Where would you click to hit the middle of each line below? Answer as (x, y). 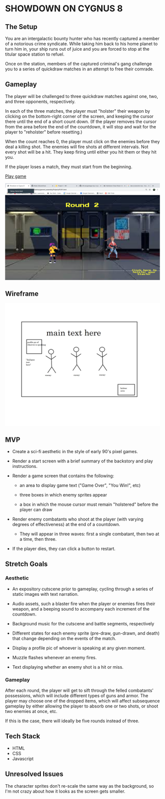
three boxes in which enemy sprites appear (63, 495)
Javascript (23, 759)
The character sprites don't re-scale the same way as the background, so (80, 786)
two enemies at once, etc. (31, 711)
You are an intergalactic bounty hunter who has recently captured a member (82, 38)
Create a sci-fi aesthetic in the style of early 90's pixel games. (75, 452)
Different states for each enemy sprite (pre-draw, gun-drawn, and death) (86, 633)
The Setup (21, 27)
